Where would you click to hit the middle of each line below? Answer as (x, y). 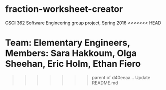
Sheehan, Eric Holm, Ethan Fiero (73, 64)
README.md (105, 83)
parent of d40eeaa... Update (121, 77)
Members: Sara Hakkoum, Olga (71, 53)
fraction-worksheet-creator (64, 9)
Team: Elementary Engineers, (68, 43)
